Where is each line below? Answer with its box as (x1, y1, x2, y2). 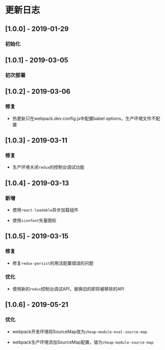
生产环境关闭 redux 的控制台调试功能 (12, 164, 85, 170)
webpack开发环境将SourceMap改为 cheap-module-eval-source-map (12, 328, 148, 335)
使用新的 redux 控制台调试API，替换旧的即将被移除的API (12, 286, 125, 292)
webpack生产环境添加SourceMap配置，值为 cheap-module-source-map (12, 339, 154, 345)
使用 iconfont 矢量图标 (12, 217, 57, 223)
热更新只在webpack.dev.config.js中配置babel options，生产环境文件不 (12, 115, 156, 121)
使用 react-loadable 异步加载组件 (12, 207, 79, 213)
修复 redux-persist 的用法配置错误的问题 (12, 260, 94, 266)
